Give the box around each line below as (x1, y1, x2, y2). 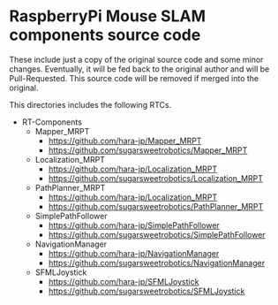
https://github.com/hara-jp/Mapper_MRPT (48, 135, 202, 146)
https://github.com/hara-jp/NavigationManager (48, 248, 220, 258)
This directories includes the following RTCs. (9, 99, 172, 110)
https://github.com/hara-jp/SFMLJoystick (48, 276, 199, 286)
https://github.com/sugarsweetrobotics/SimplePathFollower (48, 229, 267, 240)
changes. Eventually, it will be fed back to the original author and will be (9, 64, 270, 74)
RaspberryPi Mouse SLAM (9, 6, 206, 27)
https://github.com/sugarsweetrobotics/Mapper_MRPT (48, 144, 248, 156)
